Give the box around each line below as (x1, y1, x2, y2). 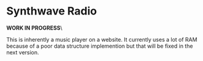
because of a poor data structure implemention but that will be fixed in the (6, 42, 193, 50)
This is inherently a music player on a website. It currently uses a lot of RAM (6, 36, 197, 43)
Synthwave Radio (6, 4, 97, 18)
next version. (6, 48, 40, 56)
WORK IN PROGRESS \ (6, 24, 63, 31)
